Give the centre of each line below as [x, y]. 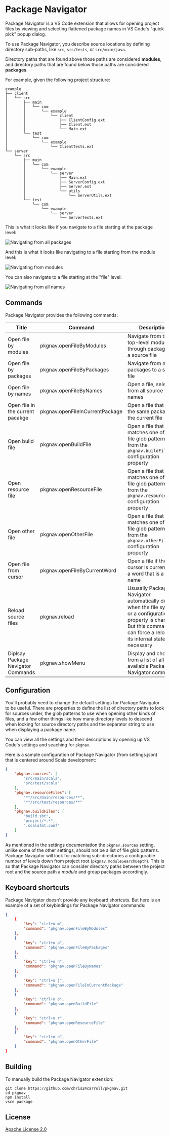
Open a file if [142, 561]
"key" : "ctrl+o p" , [44, 943]
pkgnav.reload [57, 617]
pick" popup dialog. [26, 34]
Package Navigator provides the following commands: [61, 315]
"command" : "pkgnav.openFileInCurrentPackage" [73, 985]
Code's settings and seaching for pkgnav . [48, 745]
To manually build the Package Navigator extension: [59, 1079]
